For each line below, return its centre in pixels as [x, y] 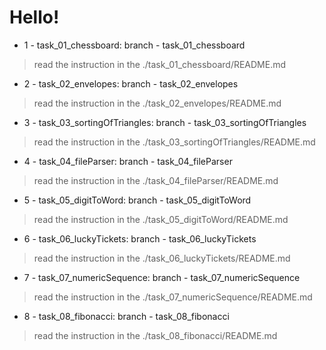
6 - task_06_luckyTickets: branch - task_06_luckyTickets [140, 238]
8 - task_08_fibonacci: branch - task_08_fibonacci [126, 316]
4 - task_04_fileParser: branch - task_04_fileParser [128, 161]
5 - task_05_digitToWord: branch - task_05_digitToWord [137, 200]
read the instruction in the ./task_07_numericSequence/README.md [173, 297]
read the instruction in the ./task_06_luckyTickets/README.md [162, 258]
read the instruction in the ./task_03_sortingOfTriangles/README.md [174, 142]
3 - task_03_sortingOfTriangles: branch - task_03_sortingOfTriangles [165, 122]
